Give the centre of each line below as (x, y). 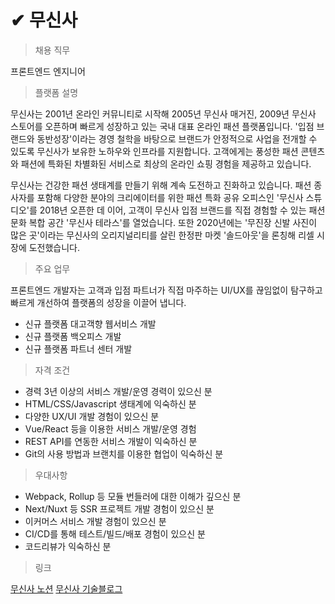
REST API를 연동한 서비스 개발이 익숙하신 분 (111, 441)
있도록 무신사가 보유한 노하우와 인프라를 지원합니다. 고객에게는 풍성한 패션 (154, 151)
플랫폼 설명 (56, 92)
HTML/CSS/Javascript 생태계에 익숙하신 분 (110, 403)
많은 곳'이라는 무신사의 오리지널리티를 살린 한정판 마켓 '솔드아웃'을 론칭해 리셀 (162, 235)
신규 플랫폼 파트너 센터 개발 (78, 348)
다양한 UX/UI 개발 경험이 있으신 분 (92, 416)
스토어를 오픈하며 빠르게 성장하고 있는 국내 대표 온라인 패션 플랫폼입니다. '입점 (162, 126)
